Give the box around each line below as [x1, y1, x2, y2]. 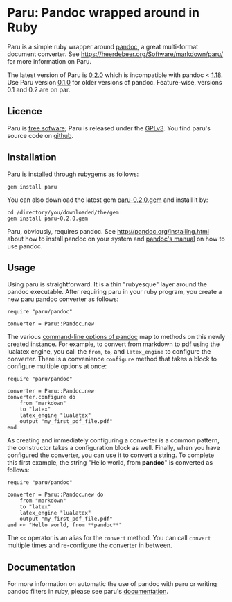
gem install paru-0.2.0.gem [7, 215, 89, 222]
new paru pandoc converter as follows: [7, 295, 119, 303]
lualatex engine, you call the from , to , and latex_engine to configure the [7, 347, 211, 356]
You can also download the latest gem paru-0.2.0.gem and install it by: [7, 196, 208, 204]
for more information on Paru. [7, 57, 92, 65]
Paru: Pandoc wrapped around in [7, 5, 199, 21]
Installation [7, 151, 57, 164]
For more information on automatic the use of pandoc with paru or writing [7, 580, 217, 588]
